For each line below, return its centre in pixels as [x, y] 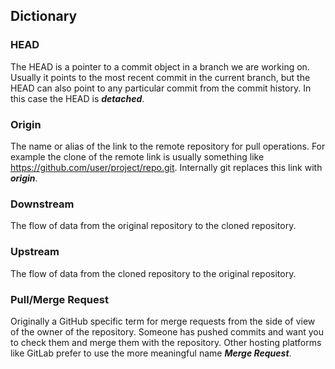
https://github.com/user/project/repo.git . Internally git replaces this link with [166, 167]
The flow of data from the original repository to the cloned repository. [153, 226]
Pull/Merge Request [59, 299]
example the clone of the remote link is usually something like [137, 156]
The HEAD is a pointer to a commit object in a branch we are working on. [160, 66]
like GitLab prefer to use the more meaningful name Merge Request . [151, 353]
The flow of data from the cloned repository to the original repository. [153, 273]
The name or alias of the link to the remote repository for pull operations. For [168, 146]
